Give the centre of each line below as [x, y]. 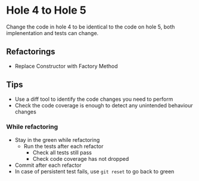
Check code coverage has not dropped [81, 158]
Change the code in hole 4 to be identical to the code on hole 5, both [91, 27]
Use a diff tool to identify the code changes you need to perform [94, 99]
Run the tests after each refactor [63, 146]
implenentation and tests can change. [52, 33]
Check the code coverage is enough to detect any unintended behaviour [104, 105]
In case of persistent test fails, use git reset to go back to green [94, 171]
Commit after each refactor [48, 165]
